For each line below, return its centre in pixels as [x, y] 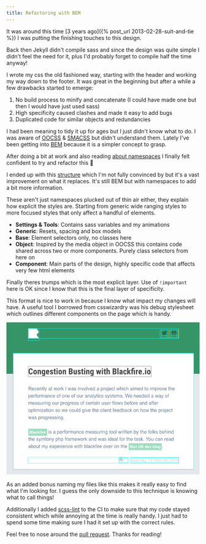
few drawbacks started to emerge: [50, 88]
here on [25, 257]
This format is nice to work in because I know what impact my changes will [101, 301]
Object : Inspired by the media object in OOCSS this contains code [99, 244]
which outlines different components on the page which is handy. [89, 313]
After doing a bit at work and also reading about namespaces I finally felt [98, 156]
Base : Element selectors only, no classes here [73, 237]
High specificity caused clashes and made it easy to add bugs [94, 112]
